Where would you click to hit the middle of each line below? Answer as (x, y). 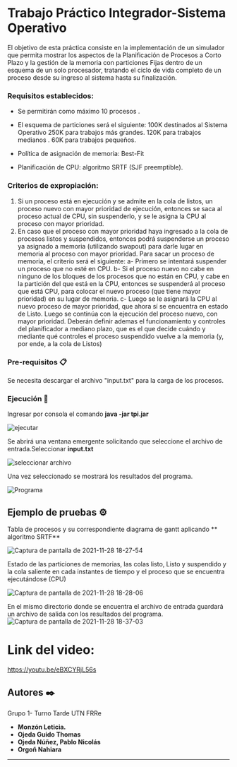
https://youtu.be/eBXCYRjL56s (52, 670)
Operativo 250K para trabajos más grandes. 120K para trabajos (109, 133)
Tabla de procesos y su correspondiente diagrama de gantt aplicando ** (113, 529)
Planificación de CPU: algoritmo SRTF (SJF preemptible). (100, 167)
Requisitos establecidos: (50, 95)
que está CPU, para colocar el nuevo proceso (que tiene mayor (109, 291)
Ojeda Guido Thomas (49, 734)
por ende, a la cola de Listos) (60, 343)
